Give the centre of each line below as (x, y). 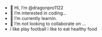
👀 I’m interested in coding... (38, 13)
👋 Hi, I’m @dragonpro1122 (37, 8)
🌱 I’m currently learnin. (33, 18)
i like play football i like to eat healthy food (53, 29)
